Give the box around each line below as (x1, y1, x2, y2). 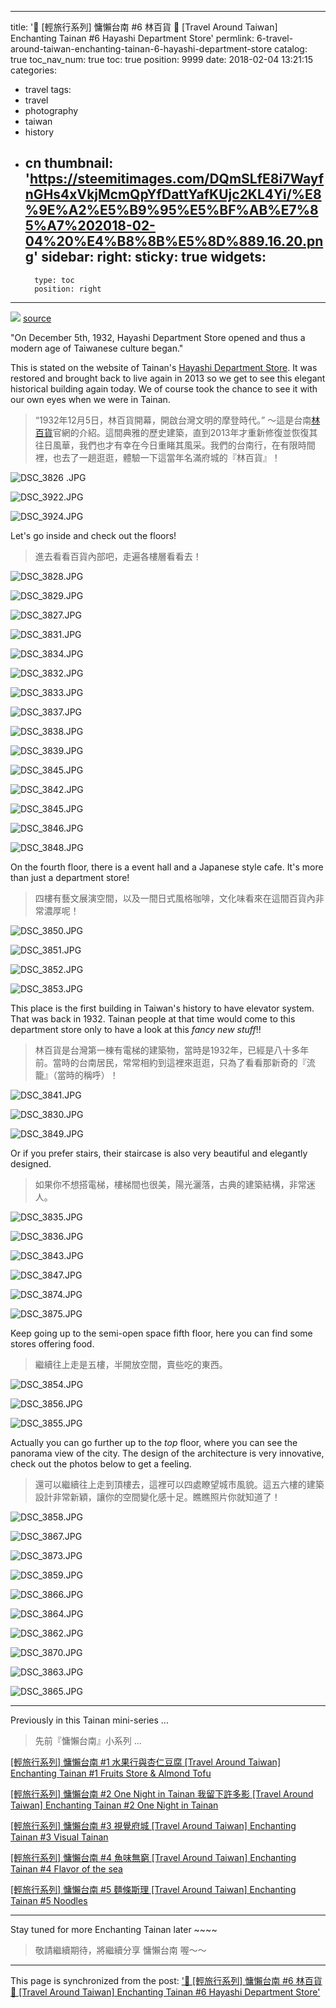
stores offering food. (10, 1337, 95, 1350)
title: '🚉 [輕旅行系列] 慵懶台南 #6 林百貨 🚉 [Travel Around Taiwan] (10, 21, 278, 33)
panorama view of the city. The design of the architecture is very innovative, (10, 1447, 325, 1459)
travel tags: (24, 84, 72, 95)
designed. (10, 1157, 52, 1170)
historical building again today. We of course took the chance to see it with (10, 382, 318, 395)
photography (24, 105, 79, 116)
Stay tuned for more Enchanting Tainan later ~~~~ (10, 1923, 218, 1935)
